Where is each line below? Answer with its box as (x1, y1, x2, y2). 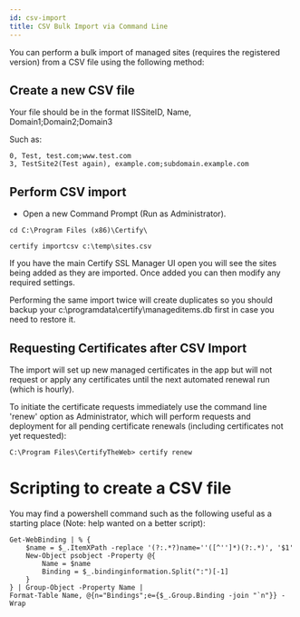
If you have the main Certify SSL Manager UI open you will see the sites (9, 258, 277, 269)
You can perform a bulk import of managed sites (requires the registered (9, 46, 281, 57)
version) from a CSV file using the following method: (9, 56, 205, 67)
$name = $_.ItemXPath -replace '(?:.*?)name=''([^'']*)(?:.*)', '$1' (25, 542, 295, 552)
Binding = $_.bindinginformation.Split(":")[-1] (42, 567, 229, 576)
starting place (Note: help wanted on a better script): (9, 517, 206, 528)
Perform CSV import (9, 184, 127, 200)
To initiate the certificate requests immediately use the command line (9, 401, 267, 412)
